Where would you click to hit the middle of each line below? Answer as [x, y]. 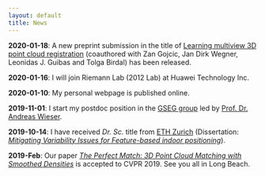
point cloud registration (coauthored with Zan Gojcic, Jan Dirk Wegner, [123, 54]
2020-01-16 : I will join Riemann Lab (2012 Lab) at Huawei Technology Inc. [129, 77]
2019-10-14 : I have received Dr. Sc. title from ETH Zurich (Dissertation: [124, 132]
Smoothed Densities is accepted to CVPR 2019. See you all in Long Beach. [129, 163]
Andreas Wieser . [35, 116]
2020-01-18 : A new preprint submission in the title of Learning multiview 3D [132, 45]
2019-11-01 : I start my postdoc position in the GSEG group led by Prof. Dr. [128, 108]
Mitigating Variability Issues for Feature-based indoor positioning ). [117, 140]
